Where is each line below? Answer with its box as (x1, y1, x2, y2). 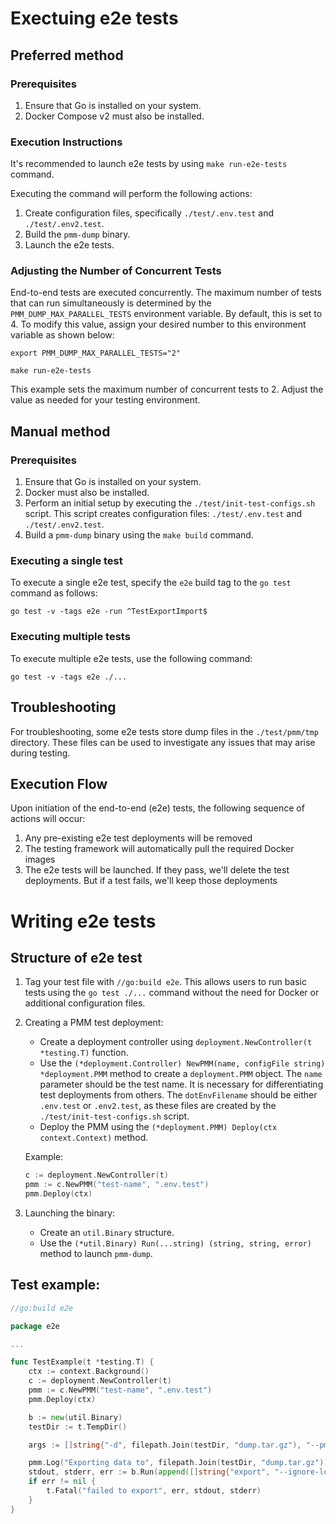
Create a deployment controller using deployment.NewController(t (39, 1036, 313, 1048)
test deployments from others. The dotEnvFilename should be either (39, 1089, 318, 1101)
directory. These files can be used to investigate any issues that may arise (10, 736, 316, 748)
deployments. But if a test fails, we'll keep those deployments (24, 875, 278, 887)
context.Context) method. (39, 1132, 149, 1144)
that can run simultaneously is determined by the (10, 297, 212, 309)
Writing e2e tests (10, 910, 157, 932)
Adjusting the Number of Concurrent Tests (10, 264, 222, 278)
